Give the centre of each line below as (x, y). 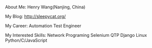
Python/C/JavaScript (26, 40)
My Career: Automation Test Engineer (43, 26)
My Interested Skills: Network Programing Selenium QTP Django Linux (76, 35)
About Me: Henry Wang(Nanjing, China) (45, 7)
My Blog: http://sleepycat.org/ (35, 16)
